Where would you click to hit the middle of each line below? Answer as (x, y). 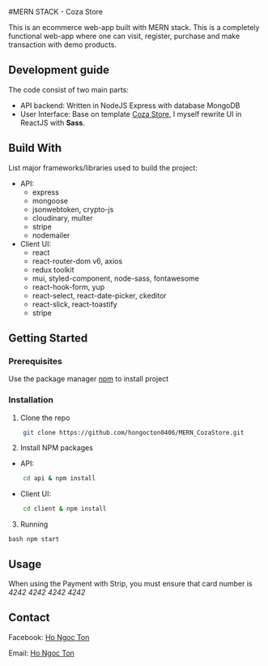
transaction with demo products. (63, 45)
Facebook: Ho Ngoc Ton (49, 637)
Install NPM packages (56, 448)
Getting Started (48, 339)
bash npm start (34, 539)
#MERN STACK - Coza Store (56, 12)
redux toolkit (53, 269)
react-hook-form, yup (68, 286)
